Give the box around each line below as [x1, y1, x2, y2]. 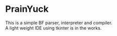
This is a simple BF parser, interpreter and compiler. [5, 20, 112, 26]
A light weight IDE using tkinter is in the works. [5, 25, 102, 31]
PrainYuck [5, 3, 49, 15]
